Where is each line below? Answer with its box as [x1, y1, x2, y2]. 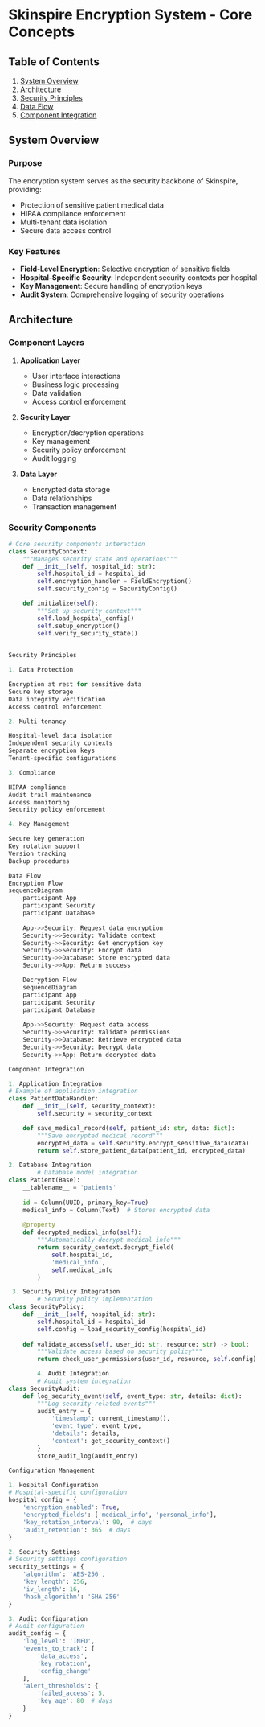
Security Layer [19, 412, 71, 421]
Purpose [8, 158, 43, 169]
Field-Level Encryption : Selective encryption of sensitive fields [19, 264, 230, 273]
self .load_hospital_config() [37, 614, 135, 623]
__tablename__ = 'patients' [22, 1184, 116, 1192]
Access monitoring [8, 798, 70, 806]
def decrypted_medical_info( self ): [22, 1228, 142, 1236]
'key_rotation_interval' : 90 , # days [22, 1518, 153, 1526]
